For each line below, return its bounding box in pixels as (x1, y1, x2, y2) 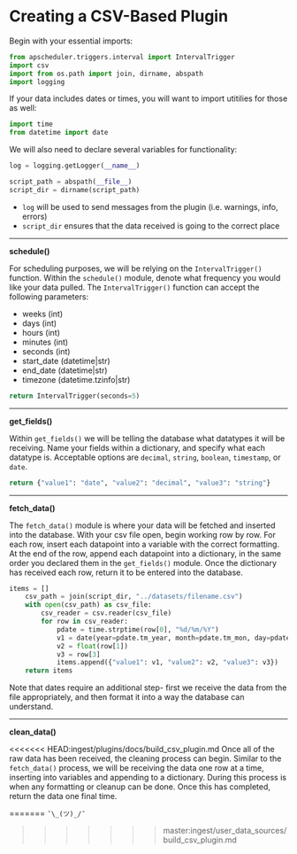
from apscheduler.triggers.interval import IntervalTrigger (9, 52, 236, 61)
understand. (9, 702, 54, 712)
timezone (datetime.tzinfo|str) (21, 374, 131, 384)
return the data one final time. (9, 791, 118, 802)
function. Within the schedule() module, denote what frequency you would (9, 272, 281, 283)
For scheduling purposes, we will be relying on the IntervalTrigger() (9, 263, 263, 274)
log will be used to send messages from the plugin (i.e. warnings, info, (21, 201, 278, 212)
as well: (9, 103, 37, 113)
